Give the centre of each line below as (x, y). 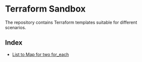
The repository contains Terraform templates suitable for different (71, 22)
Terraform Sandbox (45, 9)
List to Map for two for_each (41, 54)
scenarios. (16, 27)
